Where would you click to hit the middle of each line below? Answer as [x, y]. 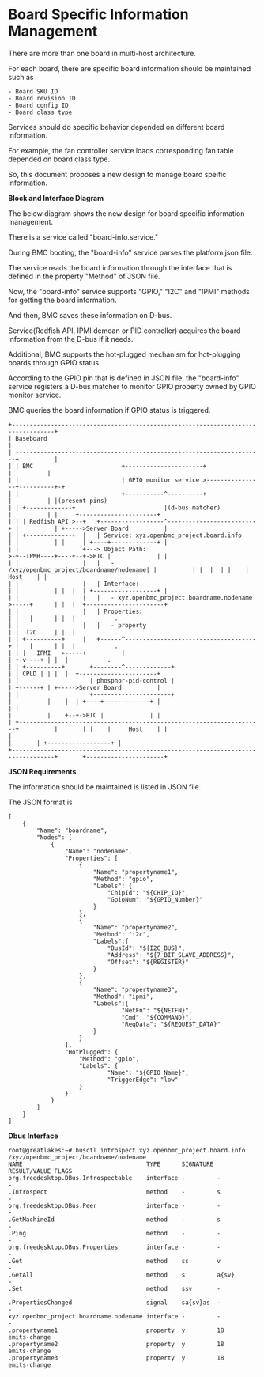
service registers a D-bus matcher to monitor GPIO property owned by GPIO [132, 386]
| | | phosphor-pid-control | [92, 681]
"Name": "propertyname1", [136, 872]
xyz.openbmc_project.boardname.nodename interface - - [115, 1316]
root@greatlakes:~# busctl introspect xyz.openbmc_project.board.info [127, 1150]
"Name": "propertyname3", [136, 989]
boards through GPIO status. [55, 362]
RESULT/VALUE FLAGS [40, 1171]
